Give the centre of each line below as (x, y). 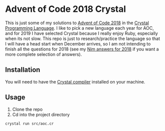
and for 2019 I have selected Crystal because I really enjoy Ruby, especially (82, 33)
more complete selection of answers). (44, 54)
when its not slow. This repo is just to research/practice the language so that (82, 39)
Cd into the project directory (41, 114)
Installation (23, 70)
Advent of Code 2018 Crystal (66, 9)
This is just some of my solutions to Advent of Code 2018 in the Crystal (77, 23)
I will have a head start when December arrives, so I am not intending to (78, 44)
